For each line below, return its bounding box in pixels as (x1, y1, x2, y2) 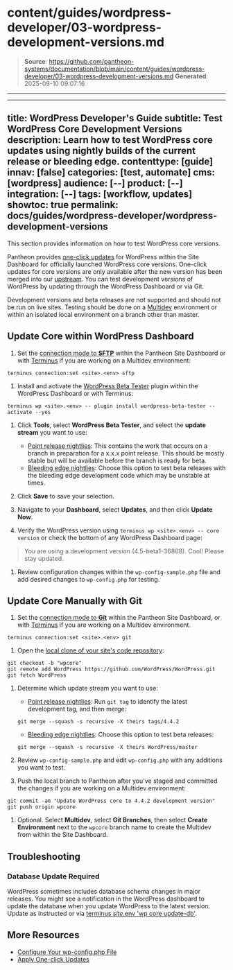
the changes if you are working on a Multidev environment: (17, 784, 186, 793)
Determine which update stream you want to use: (17, 684, 158, 693)
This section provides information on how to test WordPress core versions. (7, 239, 221, 248)
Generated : (175, 71, 208, 80)
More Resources (7, 929, 80, 941)
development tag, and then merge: (27, 705, 127, 713)
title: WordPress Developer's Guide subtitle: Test (7, 112, 223, 124)
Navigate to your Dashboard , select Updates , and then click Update (17, 505, 213, 514)
